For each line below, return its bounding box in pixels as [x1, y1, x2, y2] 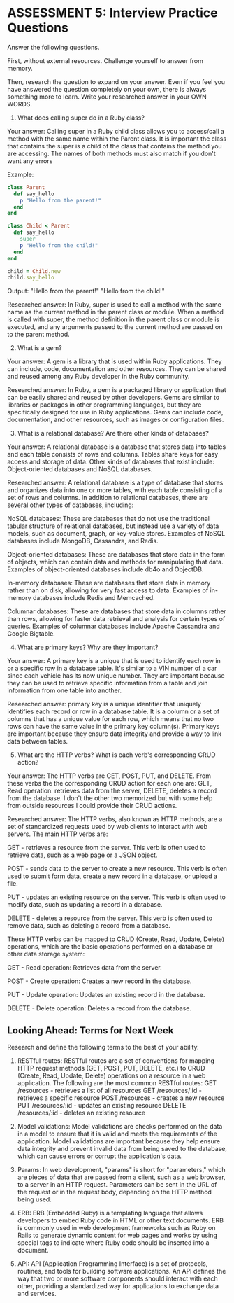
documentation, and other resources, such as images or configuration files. [7, 415, 224, 424]
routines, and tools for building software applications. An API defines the [17, 1267, 226, 1276]
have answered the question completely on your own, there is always [7, 85, 207, 93]
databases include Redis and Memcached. [32, 594, 155, 602]
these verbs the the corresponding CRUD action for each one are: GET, [7, 779, 212, 788]
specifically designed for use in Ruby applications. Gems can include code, [7, 408, 224, 417]
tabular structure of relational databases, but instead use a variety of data [7, 522, 219, 530]
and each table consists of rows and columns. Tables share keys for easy [7, 450, 219, 459]
